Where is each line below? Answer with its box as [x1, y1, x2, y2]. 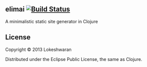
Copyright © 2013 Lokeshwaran [5, 46, 72, 52]
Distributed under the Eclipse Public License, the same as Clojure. [5, 56, 142, 62]
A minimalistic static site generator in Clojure [5, 18, 99, 24]
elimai [5, 5, 25, 14]
